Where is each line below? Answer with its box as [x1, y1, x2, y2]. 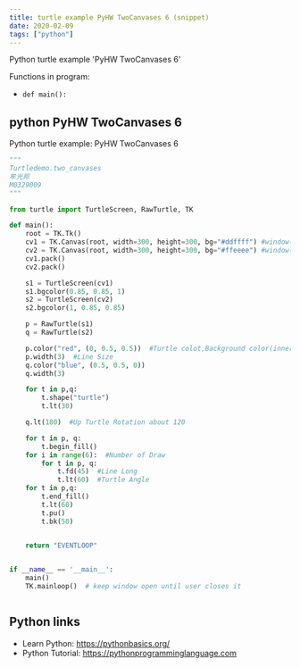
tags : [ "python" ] [9, 29, 74, 38]
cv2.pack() [25, 263, 66, 271]
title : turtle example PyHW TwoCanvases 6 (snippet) [9, 13, 210, 22]
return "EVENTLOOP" [25, 541, 98, 550]
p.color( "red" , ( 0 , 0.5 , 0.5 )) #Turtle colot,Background [25, 344, 246, 353]
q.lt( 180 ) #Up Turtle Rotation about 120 [25, 418, 186, 427]
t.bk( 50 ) [41, 517, 74, 526]
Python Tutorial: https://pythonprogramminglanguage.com [21, 647, 237, 658]
